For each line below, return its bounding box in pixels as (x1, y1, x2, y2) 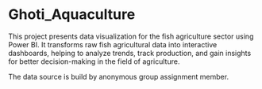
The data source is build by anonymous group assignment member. (8, 72, 229, 81)
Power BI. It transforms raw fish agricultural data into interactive (8, 39, 218, 49)
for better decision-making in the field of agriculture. (8, 57, 180, 66)
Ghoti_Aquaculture (8, 6, 136, 24)
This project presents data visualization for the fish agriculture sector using (8, 32, 254, 41)
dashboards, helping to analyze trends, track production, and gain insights (8, 48, 252, 57)
